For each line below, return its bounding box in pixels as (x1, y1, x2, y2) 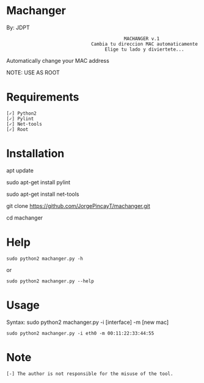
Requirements (6, 90, 79, 104)
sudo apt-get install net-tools (6, 190, 79, 198)
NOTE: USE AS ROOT (6, 68, 60, 76)
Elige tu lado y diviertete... (104, 46, 184, 52)
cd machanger (6, 214, 43, 221)
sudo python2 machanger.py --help (6, 278, 95, 284)
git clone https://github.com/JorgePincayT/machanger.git (6, 202, 151, 209)
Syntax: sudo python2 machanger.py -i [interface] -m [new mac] (6, 318, 169, 326)
